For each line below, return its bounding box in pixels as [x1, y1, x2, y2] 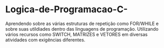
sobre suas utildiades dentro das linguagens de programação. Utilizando [5, 26, 159, 32]
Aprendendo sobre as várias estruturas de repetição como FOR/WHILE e [5, 20, 159, 27]
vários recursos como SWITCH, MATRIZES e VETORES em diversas [5, 31, 148, 37]
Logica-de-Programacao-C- [5, 4, 128, 15]
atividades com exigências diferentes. [5, 37, 86, 43]
